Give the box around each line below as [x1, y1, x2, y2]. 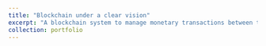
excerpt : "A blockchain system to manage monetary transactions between [8, 19, 253, 27]
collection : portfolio [8, 26, 83, 34]
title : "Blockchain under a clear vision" [8, 11, 150, 19]
